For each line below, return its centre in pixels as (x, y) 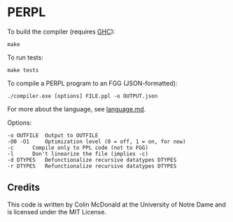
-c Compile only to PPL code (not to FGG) (78, 148)
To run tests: (25, 57)
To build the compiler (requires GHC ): (61, 32)
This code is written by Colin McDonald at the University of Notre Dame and (116, 204)
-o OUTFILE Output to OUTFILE (53, 135)
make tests (23, 70)
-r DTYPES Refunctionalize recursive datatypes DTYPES (92, 166)
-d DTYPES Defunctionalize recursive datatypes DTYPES (92, 160)
